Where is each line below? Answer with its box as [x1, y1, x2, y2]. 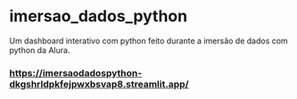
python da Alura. [9, 44, 70, 55]
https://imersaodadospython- [9, 66, 143, 79]
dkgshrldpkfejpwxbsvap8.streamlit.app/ [9, 78, 189, 90]
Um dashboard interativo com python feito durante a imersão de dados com [9, 35, 288, 46]
